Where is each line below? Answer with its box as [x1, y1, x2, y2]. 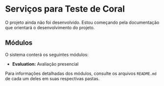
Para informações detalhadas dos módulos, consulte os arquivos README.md [5, 70, 157, 76]
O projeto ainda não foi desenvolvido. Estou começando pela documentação [5, 19, 160, 25]
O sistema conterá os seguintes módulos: [5, 52, 89, 57]
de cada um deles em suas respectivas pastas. [5, 75, 100, 81]
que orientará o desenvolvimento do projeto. [5, 24, 95, 30]
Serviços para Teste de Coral [5, 3, 125, 15]
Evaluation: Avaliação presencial [12, 61, 79, 67]
